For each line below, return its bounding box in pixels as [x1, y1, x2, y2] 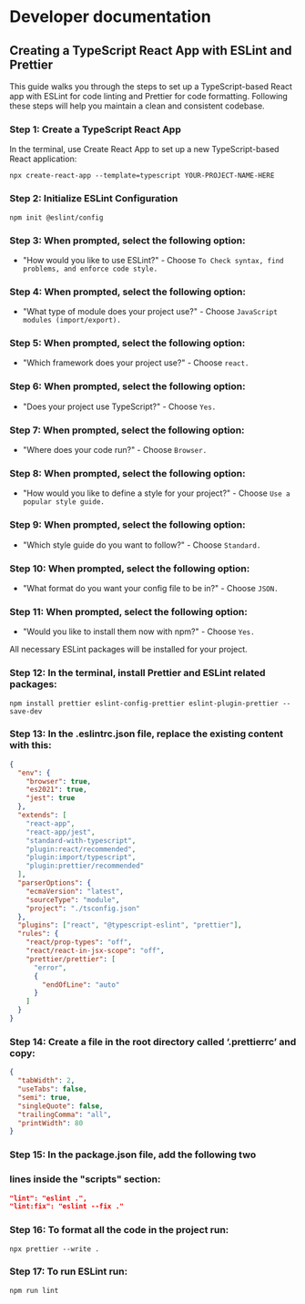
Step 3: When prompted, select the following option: [9, 234, 246, 247]
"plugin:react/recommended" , [25, 845, 137, 854]
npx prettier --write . [9, 1244, 100, 1254]
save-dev [9, 706, 43, 716]
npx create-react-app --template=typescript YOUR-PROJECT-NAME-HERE [9, 171, 275, 180]
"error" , [33, 963, 67, 972]
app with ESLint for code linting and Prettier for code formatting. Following [9, 91, 289, 101]
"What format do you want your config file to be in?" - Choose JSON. [22, 582, 280, 593]
